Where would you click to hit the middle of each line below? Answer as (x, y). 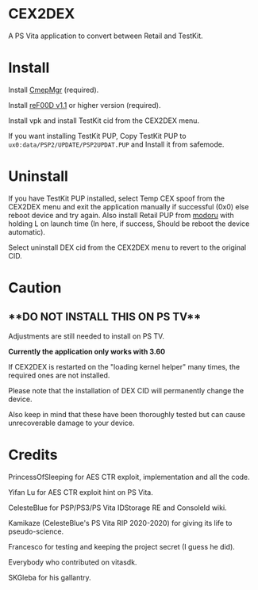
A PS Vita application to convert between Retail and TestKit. (106, 36)
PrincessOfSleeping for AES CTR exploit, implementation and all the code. (129, 477)
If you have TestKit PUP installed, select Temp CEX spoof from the (116, 198)
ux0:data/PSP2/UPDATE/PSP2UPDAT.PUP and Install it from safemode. (116, 144)
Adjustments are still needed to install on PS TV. (87, 336)
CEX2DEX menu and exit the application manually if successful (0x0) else (129, 206)
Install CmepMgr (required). (54, 90)
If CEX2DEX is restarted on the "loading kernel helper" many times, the (124, 366)
